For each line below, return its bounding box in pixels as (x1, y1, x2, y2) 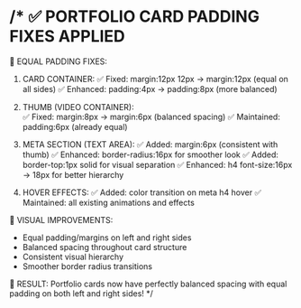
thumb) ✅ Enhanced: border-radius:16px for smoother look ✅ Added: (22, 149, 279, 160)
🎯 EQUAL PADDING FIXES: (9, 56, 108, 67)
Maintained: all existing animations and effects (22, 197, 196, 208)
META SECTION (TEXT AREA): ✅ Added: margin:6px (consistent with (22, 138, 278, 150)
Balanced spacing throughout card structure (22, 241, 187, 252)
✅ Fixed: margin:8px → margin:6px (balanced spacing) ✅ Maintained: (22, 111, 281, 122)
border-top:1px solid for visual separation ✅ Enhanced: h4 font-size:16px (22, 159, 293, 170)
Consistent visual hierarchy (22, 251, 124, 262)
